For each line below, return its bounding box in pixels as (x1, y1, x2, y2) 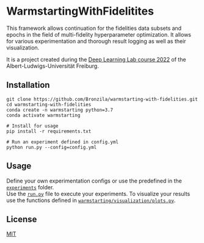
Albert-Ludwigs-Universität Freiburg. (6, 62, 99, 70)
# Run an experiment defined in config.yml (6, 139, 119, 145)
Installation (6, 80, 50, 90)
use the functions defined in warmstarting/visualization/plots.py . (6, 197, 176, 204)
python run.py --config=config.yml (6, 144, 97, 150)
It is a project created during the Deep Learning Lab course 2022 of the (6, 56, 186, 63)
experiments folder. (6, 183, 54, 190)
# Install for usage (6, 123, 59, 129)
